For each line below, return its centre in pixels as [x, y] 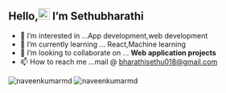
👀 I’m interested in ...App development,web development [114, 35]
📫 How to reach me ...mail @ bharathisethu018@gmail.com [119, 62]
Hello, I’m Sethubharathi [76, 16]
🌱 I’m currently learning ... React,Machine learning [103, 44]
